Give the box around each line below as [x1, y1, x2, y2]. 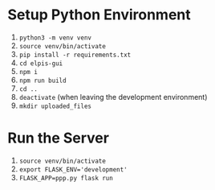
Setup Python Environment [7, 6, 192, 24]
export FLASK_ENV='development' [18, 165, 128, 174]
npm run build [18, 76, 67, 85]
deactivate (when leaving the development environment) [18, 92, 208, 101]
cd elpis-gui [18, 59, 63, 68]
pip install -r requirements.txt [18, 51, 132, 59]
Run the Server [7, 129, 110, 147]
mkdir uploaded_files [18, 102, 91, 110]
